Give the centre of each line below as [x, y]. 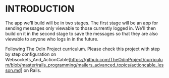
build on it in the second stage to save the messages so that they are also [81, 33]
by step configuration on [31, 54]
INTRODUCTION [40, 9]
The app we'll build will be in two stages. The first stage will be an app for [82, 23]
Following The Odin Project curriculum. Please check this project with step [83, 49]
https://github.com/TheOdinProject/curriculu [116, 59]
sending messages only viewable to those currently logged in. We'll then [81, 28]
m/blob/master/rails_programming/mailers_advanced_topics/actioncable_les [84, 65]
